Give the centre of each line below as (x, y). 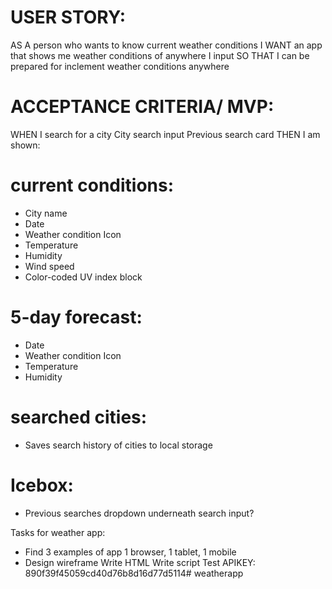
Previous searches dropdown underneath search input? (139, 513)
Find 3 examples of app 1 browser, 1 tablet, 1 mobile (130, 552)
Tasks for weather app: (58, 532)
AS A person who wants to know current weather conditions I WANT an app (166, 45)
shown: (25, 145)
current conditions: (92, 185)
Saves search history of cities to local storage (118, 445)
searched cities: (79, 417)
